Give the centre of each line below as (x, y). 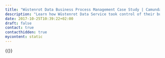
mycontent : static (24, 37)
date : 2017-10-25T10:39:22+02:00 (39, 19)
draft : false (18, 23)
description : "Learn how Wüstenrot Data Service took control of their (80, 14)
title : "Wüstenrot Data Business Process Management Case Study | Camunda (83, 10)
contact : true (20, 28)
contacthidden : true (26, 32)
